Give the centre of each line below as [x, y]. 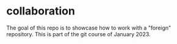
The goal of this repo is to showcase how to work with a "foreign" [89, 28]
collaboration [41, 11]
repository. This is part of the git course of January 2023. [78, 34]
